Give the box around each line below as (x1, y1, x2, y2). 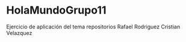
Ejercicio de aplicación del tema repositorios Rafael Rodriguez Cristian (6, 23, 181, 30)
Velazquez (6, 29, 33, 36)
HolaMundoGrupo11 (6, 4, 107, 17)
